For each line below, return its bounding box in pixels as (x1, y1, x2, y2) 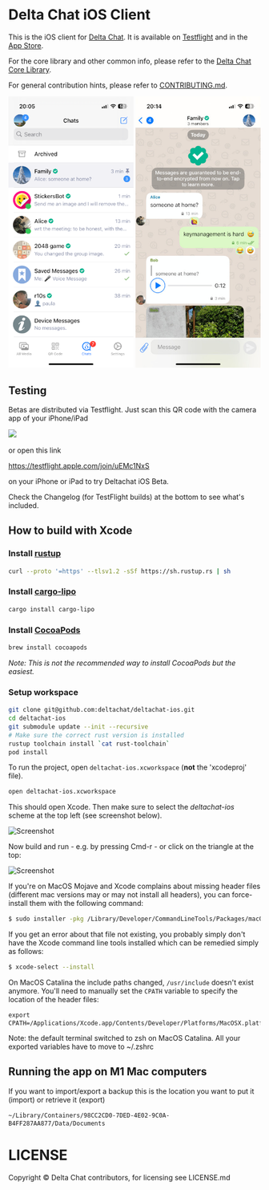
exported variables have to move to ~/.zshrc (8, 1042, 155, 1052)
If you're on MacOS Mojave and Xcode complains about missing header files (8, 881, 261, 891)
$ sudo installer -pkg (8, 915, 84, 924)
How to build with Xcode (8, 524, 133, 538)
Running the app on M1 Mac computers (8, 1065, 207, 1078)
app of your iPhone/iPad (8, 413, 89, 423)
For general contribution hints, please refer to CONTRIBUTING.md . (8, 80, 228, 90)
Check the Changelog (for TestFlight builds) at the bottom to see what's (8, 492, 245, 502)
